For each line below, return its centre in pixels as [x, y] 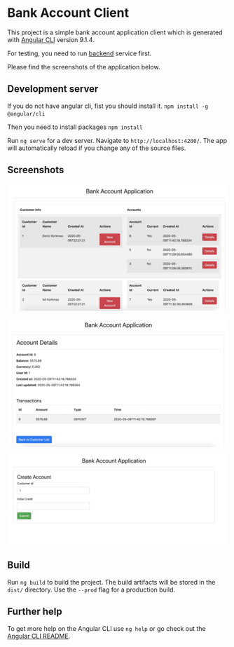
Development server [53, 89]
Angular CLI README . [39, 636]
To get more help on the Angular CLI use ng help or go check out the [106, 628]
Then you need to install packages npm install [75, 127]
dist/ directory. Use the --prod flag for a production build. [91, 590]
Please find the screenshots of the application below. [84, 67]
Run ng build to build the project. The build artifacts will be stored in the [111, 582]
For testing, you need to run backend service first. [80, 53]
